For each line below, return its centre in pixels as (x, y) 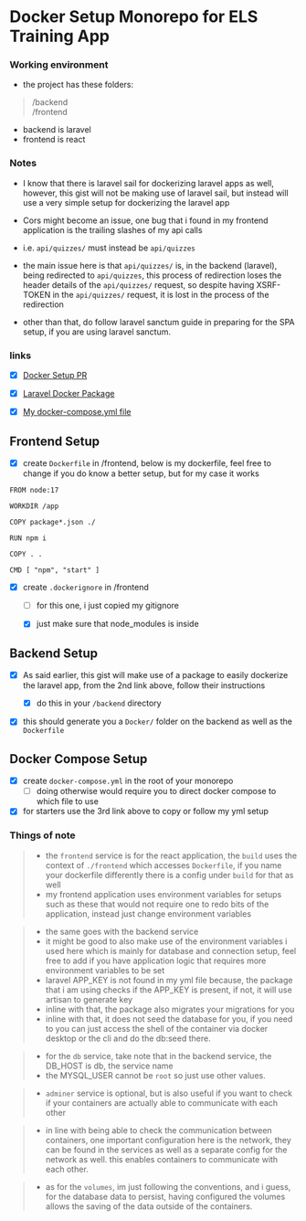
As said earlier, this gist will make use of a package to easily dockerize (155, 675)
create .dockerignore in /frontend (85, 588)
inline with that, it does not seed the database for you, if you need (169, 1019)
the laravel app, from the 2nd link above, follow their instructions (144, 685)
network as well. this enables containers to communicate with (162, 1159)
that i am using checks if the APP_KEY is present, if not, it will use (169, 990)
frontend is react (54, 140)
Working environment (59, 65)
